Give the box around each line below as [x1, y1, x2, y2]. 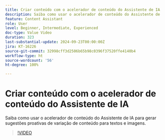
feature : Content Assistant [5, 16, 63, 21]
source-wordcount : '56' [5, 58, 54, 63]
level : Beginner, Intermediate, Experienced [5, 26, 98, 31]
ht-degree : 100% [5, 62, 39, 67]
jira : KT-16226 [5, 44, 37, 49]
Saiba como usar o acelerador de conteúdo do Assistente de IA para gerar [5, 115, 157, 121]
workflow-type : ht [5, 53, 43, 58]
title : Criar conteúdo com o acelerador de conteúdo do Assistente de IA [5, 7, 161, 12]
